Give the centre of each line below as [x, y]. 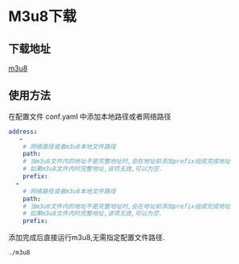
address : [23, 132]
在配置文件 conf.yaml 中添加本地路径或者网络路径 [90, 116]
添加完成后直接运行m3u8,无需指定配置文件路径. [87, 238]
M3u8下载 [43, 16]
